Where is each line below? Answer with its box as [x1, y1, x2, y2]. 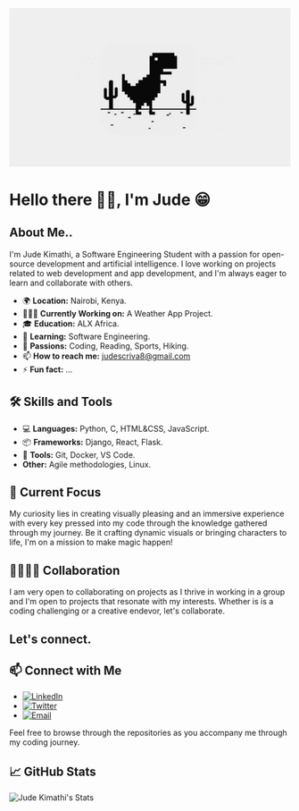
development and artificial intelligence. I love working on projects [37, 258, 277, 269]
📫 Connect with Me [9, 663, 122, 678]
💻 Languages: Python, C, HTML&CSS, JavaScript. [21, 423, 210, 434]
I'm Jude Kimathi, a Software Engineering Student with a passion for [9, 249, 261, 259]
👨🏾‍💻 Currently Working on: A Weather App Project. [21, 308, 213, 318]
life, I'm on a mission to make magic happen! [9, 536, 173, 548]
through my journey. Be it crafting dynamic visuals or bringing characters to [9, 528, 287, 538]
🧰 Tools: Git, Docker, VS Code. [21, 449, 136, 460]
